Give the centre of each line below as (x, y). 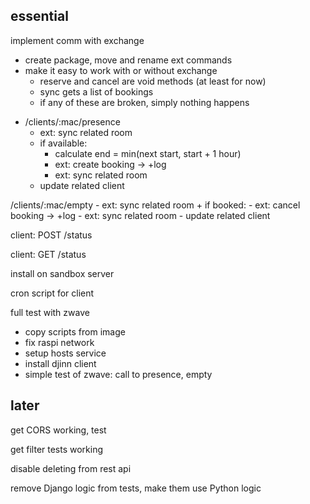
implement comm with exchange (77, 40)
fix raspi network (59, 342)
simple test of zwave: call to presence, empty (118, 374)
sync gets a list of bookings (96, 91)
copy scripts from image (75, 331)
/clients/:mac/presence (72, 121)
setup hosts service (65, 353)
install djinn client (60, 363)
